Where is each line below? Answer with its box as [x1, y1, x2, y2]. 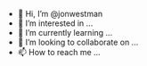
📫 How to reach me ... [17, 47, 101, 57]
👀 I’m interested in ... [17, 18, 94, 29]
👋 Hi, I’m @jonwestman [17, 9, 103, 19]
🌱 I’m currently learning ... [17, 28, 113, 37]
